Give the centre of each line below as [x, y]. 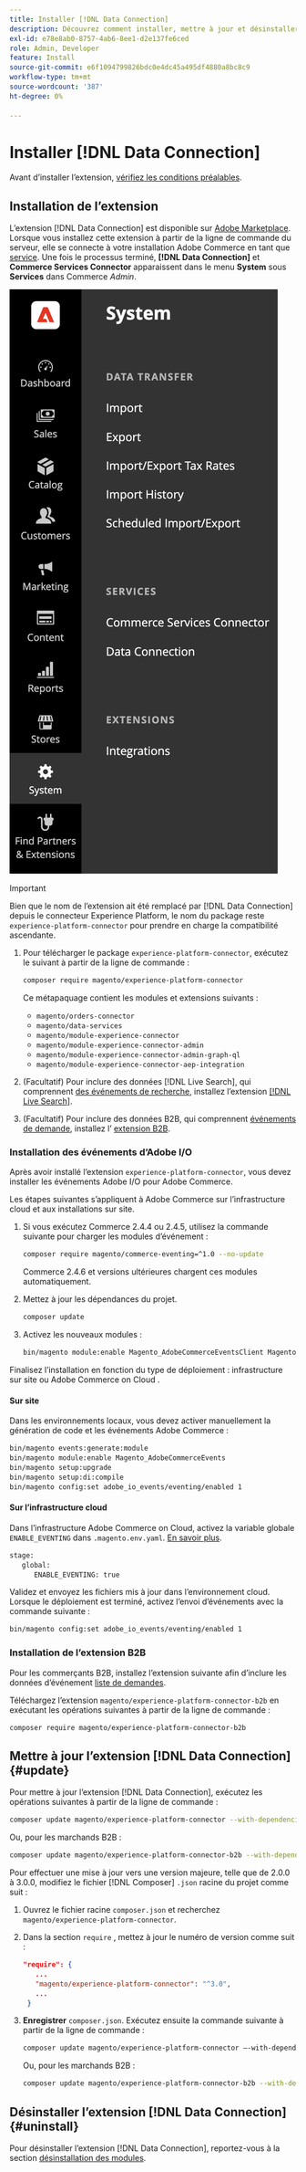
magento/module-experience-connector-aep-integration [140, 1065]
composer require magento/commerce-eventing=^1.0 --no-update [143, 1254]
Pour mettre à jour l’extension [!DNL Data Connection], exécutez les [136, 1792]
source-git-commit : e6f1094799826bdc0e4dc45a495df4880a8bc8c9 [130, 68]
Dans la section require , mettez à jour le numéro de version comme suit [158, 1937]
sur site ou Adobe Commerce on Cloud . [85, 1380]
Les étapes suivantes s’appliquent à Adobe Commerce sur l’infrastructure [147, 1200]
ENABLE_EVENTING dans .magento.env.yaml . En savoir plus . [116, 1537]
